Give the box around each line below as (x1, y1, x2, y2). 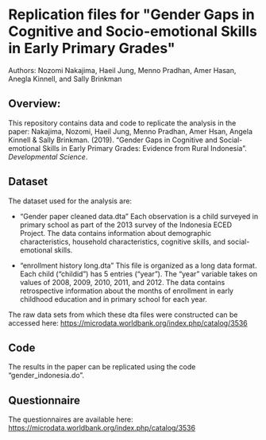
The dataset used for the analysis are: (8, 196, 133, 206)
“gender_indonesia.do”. (8, 371, 85, 380)
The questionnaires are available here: (8, 415, 133, 424)
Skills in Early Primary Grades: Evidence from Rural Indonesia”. (42, 143, 248, 152)
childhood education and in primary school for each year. (19, 294, 208, 303)
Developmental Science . (8, 152, 88, 161)
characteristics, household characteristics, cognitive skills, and (19, 237, 226, 246)
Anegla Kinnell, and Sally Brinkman (8, 74, 122, 83)
